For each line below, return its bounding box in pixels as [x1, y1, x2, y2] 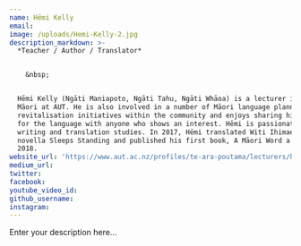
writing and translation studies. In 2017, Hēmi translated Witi [17, 127, 267, 137]
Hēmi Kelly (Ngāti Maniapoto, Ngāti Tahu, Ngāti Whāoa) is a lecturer [17, 95, 287, 104]
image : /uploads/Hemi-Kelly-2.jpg [9, 30, 139, 38]
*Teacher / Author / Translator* [17, 47, 142, 55]
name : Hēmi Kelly [9, 13, 74, 22]
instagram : [9, 202, 50, 211]
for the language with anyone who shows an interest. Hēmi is [17, 119, 254, 128]
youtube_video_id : [9, 185, 78, 195]
